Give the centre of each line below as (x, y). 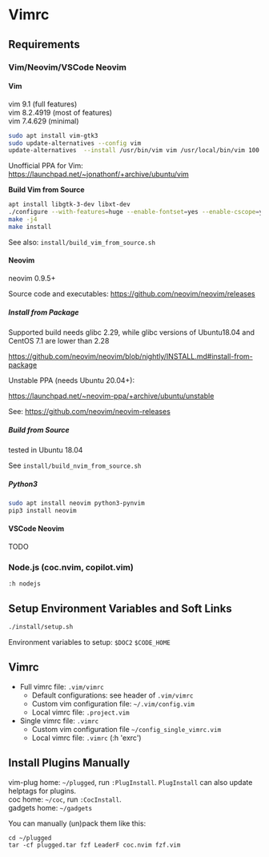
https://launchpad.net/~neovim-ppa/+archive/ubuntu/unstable (111, 396)
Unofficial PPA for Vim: (46, 166)
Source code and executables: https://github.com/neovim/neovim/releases (132, 294)
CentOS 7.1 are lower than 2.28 (59, 341)
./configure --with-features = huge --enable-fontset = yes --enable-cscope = (134, 212)
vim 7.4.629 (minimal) (44, 121)
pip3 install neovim (43, 510)
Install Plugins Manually (69, 763)
